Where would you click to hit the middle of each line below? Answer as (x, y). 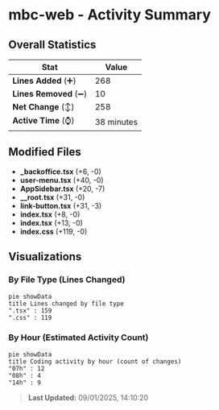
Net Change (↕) (43, 107)
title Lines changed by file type (66, 304)
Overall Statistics (52, 45)
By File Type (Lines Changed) (67, 280)
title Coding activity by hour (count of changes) (95, 361)
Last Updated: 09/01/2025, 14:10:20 (88, 397)
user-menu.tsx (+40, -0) (62, 180)
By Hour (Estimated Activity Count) (79, 338)
